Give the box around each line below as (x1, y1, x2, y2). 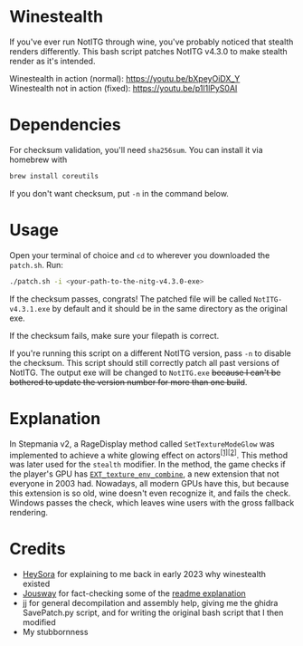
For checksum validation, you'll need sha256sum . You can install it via (9, 144, 264, 155)
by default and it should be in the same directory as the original (52, 303, 288, 313)
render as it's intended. (9, 55, 96, 66)
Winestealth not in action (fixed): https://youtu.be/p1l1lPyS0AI (9, 82, 238, 93)
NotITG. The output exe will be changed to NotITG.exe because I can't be (9, 367, 281, 378)
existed (22, 578, 51, 590)
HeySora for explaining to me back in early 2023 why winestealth (22, 569, 267, 580)
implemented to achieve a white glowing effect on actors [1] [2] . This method (9, 448, 289, 460)
